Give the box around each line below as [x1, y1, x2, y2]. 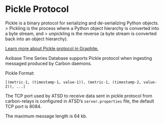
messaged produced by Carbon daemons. [5, 60, 92, 66]
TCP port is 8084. [5, 103, 42, 109]
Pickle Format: [5, 70, 35, 76]
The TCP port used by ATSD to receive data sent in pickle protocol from [5, 93, 153, 99]
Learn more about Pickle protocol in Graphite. [5, 45, 99, 51]
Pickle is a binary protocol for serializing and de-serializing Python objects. [5, 20, 159, 26]
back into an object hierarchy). [5, 36, 68, 42]
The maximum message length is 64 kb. [5, 113, 87, 119]
